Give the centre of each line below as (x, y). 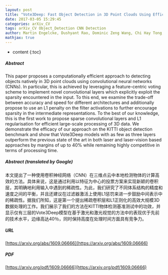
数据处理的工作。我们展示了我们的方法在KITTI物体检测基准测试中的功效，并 (83, 206)
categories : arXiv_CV (28, 24)
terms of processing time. (32, 150)
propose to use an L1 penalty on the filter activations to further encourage (81, 107)
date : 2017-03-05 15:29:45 (33, 19)
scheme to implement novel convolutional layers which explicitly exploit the (82, 92)
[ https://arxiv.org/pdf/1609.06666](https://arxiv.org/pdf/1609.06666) (76, 267)
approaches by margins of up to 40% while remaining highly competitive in (82, 145)
